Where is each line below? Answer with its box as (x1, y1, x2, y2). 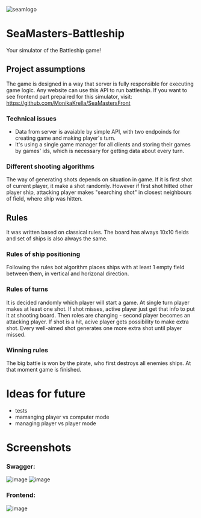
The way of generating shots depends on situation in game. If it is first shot (6, 176, 193, 183)
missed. (6, 331, 26, 338)
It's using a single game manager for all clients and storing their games (14, 141, 191, 148)
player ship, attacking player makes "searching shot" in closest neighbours (6, 189, 192, 196)
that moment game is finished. (6, 366, 82, 373)
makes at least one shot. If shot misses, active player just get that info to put (6, 305, 195, 313)
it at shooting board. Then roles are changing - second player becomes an (6, 311, 191, 319)
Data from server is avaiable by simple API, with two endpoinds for (14, 128, 181, 136)
